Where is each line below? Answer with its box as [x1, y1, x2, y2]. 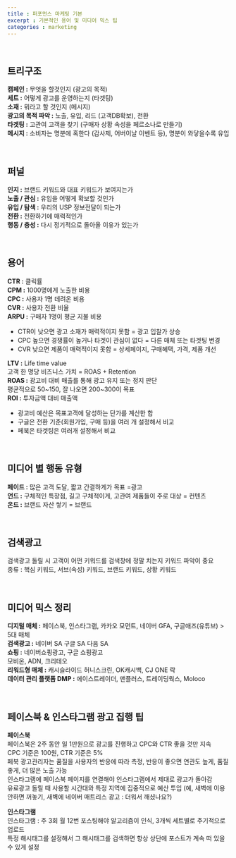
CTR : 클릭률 [7, 276, 43, 286]
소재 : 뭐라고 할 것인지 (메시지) [7, 103, 91, 111]
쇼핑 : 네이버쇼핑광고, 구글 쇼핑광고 [7, 648, 104, 656]
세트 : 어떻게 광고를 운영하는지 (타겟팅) [7, 94, 114, 102]
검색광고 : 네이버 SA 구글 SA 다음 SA [7, 639, 109, 648]
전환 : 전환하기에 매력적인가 [7, 212, 83, 220]
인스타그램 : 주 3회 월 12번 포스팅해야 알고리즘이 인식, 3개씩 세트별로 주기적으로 [7, 816, 226, 825]
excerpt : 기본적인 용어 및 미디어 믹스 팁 [7, 17, 118, 24]
